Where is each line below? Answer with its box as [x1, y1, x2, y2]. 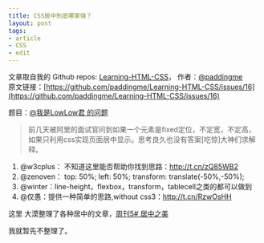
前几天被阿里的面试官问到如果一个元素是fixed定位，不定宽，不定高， [27, 125, 256, 134]
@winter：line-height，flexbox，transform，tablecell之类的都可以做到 [19, 182, 253, 191]
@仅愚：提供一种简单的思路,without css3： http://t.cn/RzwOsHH [19, 192, 232, 201]
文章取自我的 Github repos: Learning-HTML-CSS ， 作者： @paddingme [8, 72, 243, 81]
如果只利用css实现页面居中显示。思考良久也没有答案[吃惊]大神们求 [27, 135, 249, 144]
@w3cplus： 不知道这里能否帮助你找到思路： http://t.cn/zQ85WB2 [19, 162, 238, 171]
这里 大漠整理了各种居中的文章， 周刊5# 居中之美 [8, 209, 169, 218]
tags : [8, 26, 26, 34]
